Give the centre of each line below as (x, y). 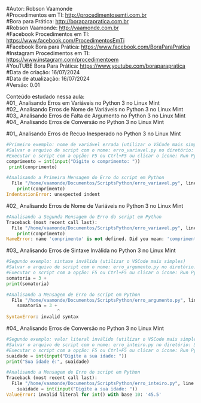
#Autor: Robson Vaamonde (39, 9)
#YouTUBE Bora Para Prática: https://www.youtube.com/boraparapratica (96, 66)
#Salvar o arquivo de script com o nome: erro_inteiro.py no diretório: (99, 345)
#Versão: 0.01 (23, 85)
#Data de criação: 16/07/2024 (43, 72)
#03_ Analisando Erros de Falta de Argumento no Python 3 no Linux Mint (96, 116)
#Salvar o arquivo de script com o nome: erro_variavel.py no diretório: (100, 150)
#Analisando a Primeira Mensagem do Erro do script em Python (85, 178)
